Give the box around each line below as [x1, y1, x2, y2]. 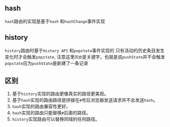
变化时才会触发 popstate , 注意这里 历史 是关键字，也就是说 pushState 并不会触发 [5, 53, 165, 60]
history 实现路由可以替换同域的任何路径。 [12, 116, 100, 122]
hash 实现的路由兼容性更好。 [12, 104, 71, 110]
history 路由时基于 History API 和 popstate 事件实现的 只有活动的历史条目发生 [5, 47, 165, 53]
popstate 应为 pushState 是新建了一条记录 [5, 60, 89, 66]
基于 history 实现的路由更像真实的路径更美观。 [12, 91, 109, 97]
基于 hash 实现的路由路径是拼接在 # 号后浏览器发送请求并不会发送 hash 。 [12, 97, 158, 103]
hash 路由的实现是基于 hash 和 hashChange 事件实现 [5, 18, 105, 24]
